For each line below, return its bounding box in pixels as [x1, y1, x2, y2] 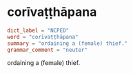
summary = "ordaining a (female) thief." [7, 39, 128, 47]
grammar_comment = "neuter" [7, 46, 88, 53]
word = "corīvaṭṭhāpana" [7, 33, 79, 40]
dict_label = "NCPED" [7, 27, 70, 34]
